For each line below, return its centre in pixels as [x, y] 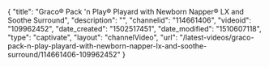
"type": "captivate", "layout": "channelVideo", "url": [93, 37]
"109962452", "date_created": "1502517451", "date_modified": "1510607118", [134, 29]
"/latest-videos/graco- [217, 37]
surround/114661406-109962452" [64, 54]
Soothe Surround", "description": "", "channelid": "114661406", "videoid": [130, 20]
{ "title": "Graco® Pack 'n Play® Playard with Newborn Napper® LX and [126, 12]
